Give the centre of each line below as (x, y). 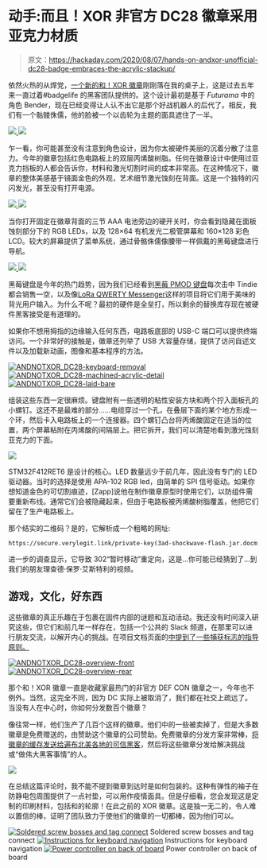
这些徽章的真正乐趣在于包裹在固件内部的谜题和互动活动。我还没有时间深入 (130, 617)
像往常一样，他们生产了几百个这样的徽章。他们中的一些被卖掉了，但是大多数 (133, 724)
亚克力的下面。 (33, 440)
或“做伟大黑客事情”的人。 (50, 754)
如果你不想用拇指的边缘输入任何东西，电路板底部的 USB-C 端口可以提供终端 (133, 331)
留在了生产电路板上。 (43, 511)
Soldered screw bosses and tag (202, 831)
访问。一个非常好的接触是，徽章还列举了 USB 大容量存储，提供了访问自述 (129, 341)
